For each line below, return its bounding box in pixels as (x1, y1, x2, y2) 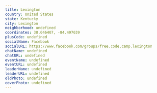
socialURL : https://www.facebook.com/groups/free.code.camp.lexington (5, 44, 153, 49)
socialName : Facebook (5, 39, 50, 44)
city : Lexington (5, 21, 38, 26)
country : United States (5, 12, 54, 17)
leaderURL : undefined (5, 71, 50, 76)
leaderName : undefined (5, 67, 52, 72)
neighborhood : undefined (5, 26, 56, 31)
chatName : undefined (5, 48, 48, 53)
